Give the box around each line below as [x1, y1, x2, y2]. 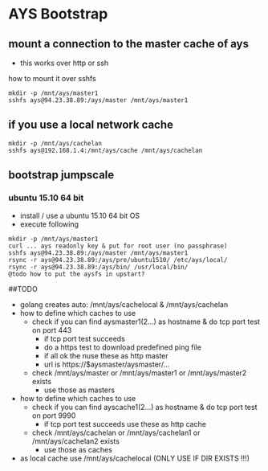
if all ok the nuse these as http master [43, 350, 169, 360]
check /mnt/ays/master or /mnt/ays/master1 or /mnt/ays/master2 [31, 367, 247, 378]
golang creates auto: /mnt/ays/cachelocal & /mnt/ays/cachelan [19, 299, 229, 309]
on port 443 [31, 325, 72, 334]
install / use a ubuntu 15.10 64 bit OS [19, 211, 140, 220]
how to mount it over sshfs [8, 74, 96, 83]
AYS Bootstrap [8, 5, 108, 23]
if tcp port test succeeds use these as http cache [43, 419, 207, 428]
